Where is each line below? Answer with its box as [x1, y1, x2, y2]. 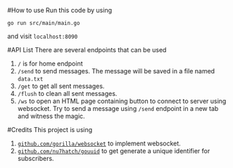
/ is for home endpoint [17, 59, 83, 68]
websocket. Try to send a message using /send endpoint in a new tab [17, 104, 219, 112]
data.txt [17, 76, 44, 83]
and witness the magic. [17, 112, 86, 120]
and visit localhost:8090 [7, 32, 78, 40]
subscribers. [17, 155, 54, 162]
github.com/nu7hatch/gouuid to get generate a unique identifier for [17, 147, 210, 155]
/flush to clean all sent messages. [17, 90, 118, 97]
